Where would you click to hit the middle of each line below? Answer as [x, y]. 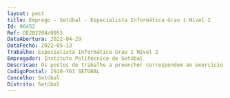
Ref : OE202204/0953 [35, 33]
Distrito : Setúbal [33, 84]
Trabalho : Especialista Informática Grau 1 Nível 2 [83, 52]
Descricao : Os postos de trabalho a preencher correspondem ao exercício [115, 65]
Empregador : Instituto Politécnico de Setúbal [75, 59]
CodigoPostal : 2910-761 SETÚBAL [53, 71]
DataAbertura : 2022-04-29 [44, 39]
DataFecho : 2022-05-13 [40, 46]
